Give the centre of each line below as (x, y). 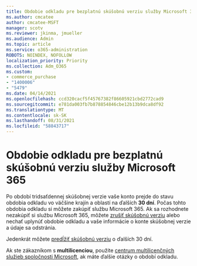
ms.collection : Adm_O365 (36, 66)
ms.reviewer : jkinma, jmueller (44, 33)
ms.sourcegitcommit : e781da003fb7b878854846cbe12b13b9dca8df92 (85, 104)
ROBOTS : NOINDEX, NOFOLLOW (39, 55)
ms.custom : (19, 72)
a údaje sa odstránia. (31, 227)
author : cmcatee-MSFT (33, 22)
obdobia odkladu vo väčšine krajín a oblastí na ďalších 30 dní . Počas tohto (96, 203)
